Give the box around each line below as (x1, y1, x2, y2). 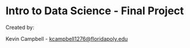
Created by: (5, 24, 35, 31)
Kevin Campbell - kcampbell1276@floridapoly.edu (5, 35, 128, 42)
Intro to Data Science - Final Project (5, 4, 184, 18)
